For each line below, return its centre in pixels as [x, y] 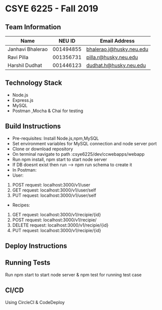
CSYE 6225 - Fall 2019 [52, 9]
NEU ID [67, 41]
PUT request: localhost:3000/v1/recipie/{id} [57, 230]
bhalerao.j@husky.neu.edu [117, 49]
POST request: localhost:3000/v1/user [51, 185]
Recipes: [21, 205]
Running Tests [28, 263]
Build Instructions [33, 126]
